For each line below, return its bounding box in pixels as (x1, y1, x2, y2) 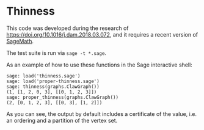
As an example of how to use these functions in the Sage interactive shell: (6, 61, 192, 68)
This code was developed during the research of (6, 24, 129, 32)
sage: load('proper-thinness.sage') (6, 78, 100, 84)
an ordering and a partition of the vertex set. (6, 117, 118, 124)
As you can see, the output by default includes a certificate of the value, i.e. (6, 110, 197, 117)
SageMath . (6, 37, 34, 45)
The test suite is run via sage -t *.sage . (6, 49, 107, 56)
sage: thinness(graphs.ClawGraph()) (6, 84, 100, 90)
